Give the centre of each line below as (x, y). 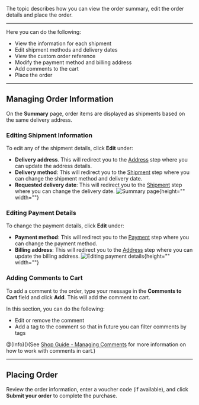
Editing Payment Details (41, 213)
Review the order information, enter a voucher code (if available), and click (97, 389)
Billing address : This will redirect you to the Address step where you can (104, 250)
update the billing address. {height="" (92, 256)
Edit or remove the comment (49, 320)
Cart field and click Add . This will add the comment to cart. (78, 297)
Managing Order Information (60, 99)
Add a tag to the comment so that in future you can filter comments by (100, 327)
